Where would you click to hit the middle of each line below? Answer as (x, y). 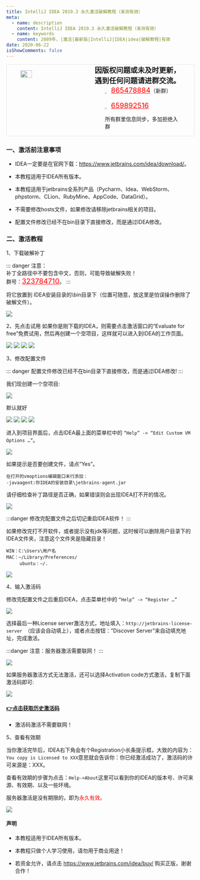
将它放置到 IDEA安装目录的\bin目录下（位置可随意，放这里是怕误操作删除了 (99, 295)
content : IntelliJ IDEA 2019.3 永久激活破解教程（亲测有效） (88, 28)
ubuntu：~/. (34, 564)
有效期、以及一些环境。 (45, 785)
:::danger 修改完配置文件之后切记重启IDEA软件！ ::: (68, 518)
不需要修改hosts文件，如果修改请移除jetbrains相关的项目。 (87, 209)
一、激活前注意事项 (34, 150)
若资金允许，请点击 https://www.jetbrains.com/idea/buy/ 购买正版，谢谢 (103, 863)
